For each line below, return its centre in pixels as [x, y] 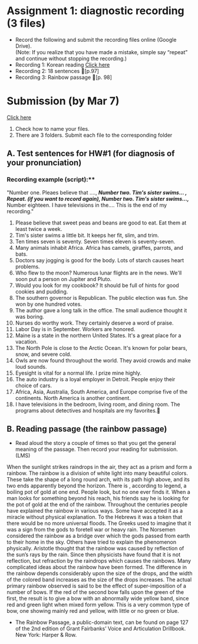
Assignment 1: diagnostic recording [95, 11]
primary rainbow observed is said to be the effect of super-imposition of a [96, 586]
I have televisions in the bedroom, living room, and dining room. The [98, 404]
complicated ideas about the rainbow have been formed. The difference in [97, 567]
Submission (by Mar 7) [63, 101]
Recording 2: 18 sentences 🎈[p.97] [57, 71]
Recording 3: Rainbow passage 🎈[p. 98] [64, 77]
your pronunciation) [44, 163]
